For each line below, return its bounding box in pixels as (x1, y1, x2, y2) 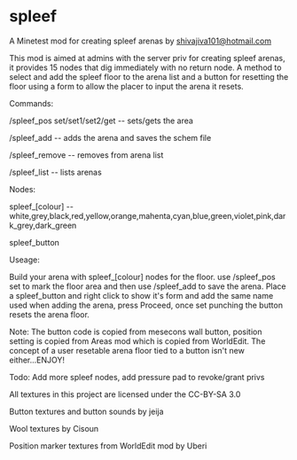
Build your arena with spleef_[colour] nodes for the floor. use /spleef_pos (9, 271, 277, 282)
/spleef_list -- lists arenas (9, 167, 102, 177)
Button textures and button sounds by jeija (9, 406, 164, 417)
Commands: (9, 97, 54, 108)
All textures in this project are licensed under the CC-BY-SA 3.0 (9, 388, 241, 400)
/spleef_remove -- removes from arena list (9, 149, 164, 160)
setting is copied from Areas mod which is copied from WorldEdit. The (9, 335, 266, 347)
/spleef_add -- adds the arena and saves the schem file (9, 132, 212, 143)
